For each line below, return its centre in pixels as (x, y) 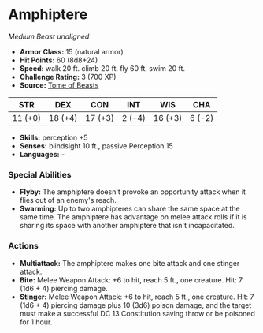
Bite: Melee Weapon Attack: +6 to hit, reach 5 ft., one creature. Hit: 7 (131, 280)
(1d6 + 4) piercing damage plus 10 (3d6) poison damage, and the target (135, 305)
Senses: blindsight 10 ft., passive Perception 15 (96, 146)
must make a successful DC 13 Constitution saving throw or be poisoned (137, 313)
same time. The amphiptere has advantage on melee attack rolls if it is (133, 217)
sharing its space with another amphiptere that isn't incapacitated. (127, 226)
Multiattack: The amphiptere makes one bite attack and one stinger (130, 263)
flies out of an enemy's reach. (68, 200)
